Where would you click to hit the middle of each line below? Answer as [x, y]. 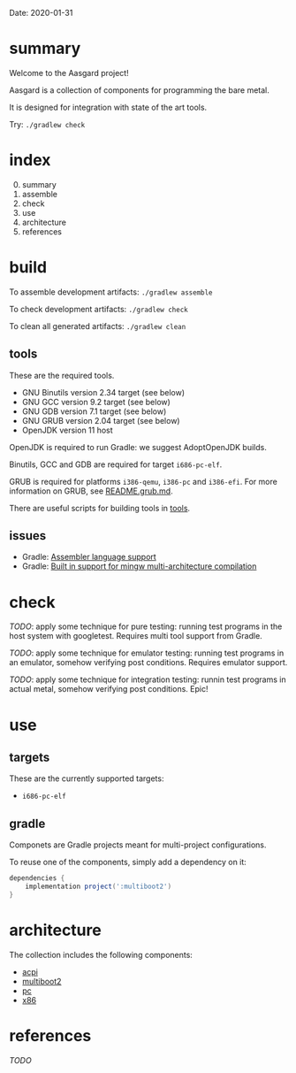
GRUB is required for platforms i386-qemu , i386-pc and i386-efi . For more [144, 481]
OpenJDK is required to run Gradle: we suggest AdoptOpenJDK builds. [138, 447]
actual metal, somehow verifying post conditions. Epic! [109, 689]
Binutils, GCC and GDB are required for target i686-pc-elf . [116, 464]
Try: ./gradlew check [47, 124]
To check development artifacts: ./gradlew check [99, 309]
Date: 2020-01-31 [41, 13]
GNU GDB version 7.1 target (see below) [94, 411]
